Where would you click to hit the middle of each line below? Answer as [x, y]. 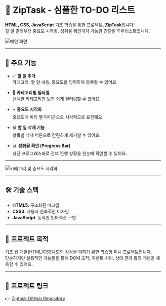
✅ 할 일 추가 [24, 76]
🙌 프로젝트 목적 [27, 239]
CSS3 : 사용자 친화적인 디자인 [41, 211]
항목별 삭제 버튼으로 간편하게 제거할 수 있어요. [57, 135]
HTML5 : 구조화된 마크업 [36, 205]
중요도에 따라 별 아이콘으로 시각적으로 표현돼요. [58, 117]
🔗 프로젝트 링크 [27, 286]
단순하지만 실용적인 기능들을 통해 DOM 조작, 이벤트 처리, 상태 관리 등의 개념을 [80, 258]
